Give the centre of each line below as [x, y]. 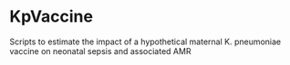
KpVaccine [52, 17]
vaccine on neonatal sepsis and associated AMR [100, 51]
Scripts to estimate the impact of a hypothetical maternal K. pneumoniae [145, 42]
